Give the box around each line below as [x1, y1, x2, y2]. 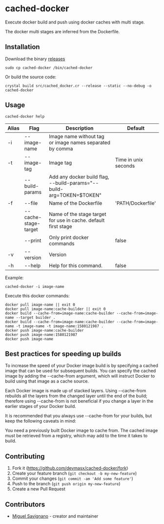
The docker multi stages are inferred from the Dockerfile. [5, 28, 120, 34]
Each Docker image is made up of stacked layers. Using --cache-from [5, 388, 146, 394]
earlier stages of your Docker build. [5, 404, 77, 409]
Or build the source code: [5, 74, 57, 80]
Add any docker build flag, [48, 173, 109, 180]
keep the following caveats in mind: [5, 418, 77, 424]
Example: [5, 275, 24, 281]
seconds [115, 162, 135, 169]
